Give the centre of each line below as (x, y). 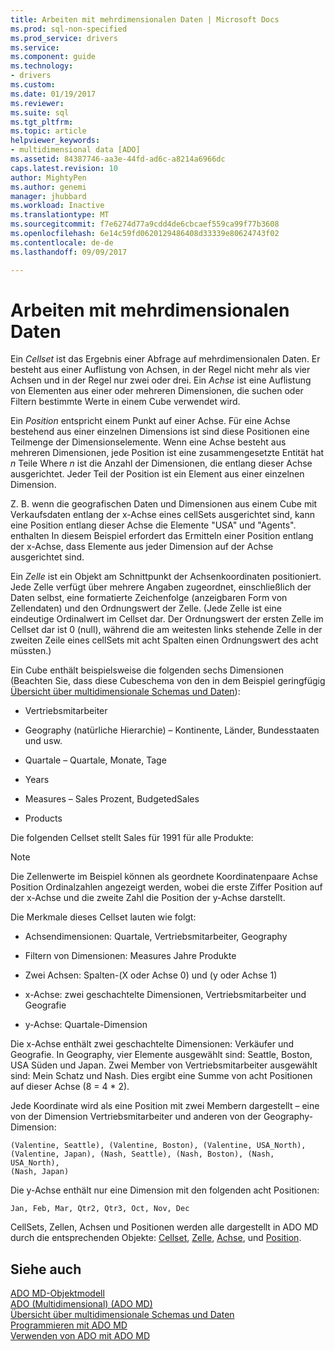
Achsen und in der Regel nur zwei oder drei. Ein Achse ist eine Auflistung (161, 380)
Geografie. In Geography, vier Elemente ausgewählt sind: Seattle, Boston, (161, 1055)
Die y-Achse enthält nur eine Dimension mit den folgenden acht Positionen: (165, 1190)
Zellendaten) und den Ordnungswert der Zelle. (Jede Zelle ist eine (146, 608)
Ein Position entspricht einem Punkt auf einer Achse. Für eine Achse (150, 421)
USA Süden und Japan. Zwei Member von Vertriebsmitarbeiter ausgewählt (164, 1065)
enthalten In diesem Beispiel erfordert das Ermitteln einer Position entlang (162, 536)
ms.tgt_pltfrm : (42, 122)
